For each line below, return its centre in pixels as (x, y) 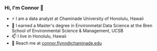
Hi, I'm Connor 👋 (24, 8)
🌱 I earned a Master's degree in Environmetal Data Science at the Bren (82, 26)
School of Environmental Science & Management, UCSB (67, 31)
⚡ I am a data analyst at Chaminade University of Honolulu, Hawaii (78, 18)
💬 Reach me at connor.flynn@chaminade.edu (57, 43)
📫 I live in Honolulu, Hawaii (39, 36)
